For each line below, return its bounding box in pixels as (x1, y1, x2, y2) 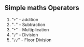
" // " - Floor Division (11, 37, 52, 43)
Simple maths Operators (4, 4, 79, 12)
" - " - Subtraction (11, 22, 45, 27)
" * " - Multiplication (11, 26, 49, 33)
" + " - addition (11, 16, 39, 22)
